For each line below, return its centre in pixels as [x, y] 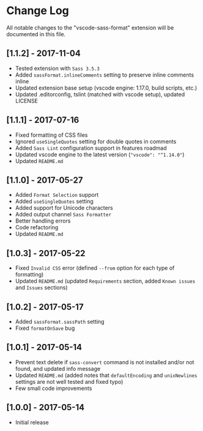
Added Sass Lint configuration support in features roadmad [91, 148]
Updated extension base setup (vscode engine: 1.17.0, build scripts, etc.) [106, 88]
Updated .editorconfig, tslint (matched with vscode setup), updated [100, 94]
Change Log [38, 11]
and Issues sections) [42, 288]
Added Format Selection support [57, 195]
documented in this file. [36, 34]
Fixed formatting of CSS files [51, 135]
